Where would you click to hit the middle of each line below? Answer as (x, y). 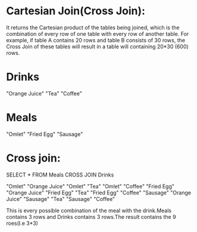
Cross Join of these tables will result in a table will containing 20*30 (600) (97, 47)
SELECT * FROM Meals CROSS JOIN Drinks (60, 175)
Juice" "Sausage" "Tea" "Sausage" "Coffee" (61, 199)
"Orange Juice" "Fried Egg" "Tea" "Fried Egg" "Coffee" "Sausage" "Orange (99, 193)
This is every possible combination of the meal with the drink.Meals (89, 211)
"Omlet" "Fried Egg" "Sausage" (45, 134)
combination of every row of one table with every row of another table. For (98, 33)
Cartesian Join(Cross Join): (76, 11)
